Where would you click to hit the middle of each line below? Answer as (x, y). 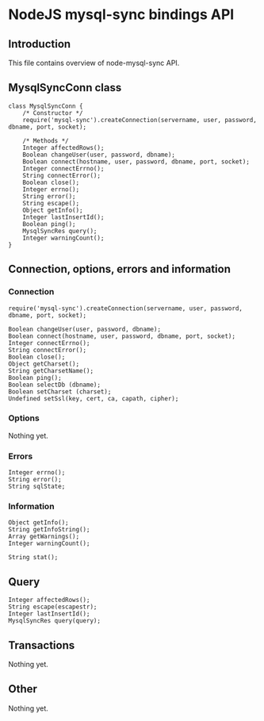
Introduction (40, 44)
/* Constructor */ (53, 113)
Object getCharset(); (44, 364)
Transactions (42, 645)
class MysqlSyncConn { (46, 106)
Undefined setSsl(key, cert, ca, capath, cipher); (94, 398)
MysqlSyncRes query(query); (55, 621)
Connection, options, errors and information (120, 269)
